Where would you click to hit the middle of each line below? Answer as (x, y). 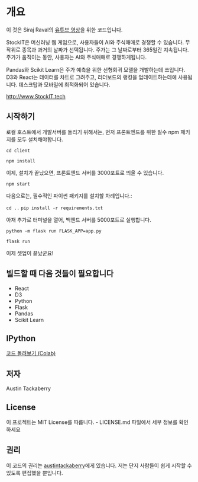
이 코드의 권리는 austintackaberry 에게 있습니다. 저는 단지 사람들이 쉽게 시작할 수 (99, 465)
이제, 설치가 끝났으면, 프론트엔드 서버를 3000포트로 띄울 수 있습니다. (85, 173)
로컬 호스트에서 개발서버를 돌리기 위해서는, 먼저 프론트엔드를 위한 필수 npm (92, 132)
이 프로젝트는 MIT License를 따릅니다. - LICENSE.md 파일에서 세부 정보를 (92, 422)
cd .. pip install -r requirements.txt (55, 208)
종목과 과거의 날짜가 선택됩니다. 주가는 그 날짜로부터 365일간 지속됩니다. (105, 50)
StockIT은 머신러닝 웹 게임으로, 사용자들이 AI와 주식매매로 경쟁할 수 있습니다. (95, 42)
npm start (18, 184)
